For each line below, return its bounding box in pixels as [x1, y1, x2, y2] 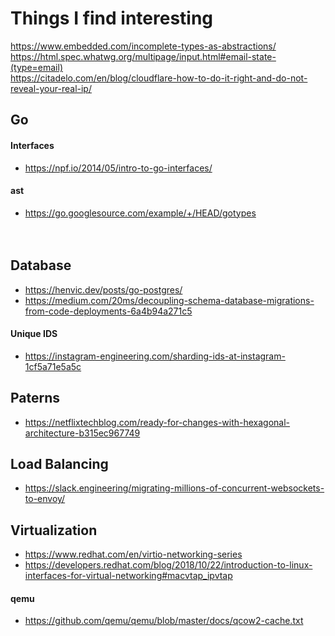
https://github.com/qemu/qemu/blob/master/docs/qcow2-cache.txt [24, 615, 304, 627]
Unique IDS [10, 328, 58, 340]
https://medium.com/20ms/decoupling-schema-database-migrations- [24, 294, 315, 306]
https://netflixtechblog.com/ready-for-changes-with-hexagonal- [24, 416, 291, 428]
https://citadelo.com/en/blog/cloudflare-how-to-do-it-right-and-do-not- [10, 72, 308, 84]
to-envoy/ [24, 493, 66, 505]
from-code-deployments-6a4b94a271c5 [24, 305, 193, 317]
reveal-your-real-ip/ [10, 82, 92, 94]
